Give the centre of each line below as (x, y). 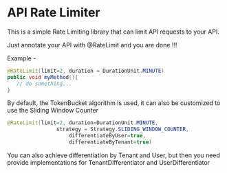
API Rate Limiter (54, 13)
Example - (22, 58)
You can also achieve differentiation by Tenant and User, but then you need (113, 155)
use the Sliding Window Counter (53, 111)
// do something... (44, 84)
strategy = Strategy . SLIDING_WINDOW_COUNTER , (122, 129)
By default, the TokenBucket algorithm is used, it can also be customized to (114, 103)
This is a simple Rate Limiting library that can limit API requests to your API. (113, 32)
